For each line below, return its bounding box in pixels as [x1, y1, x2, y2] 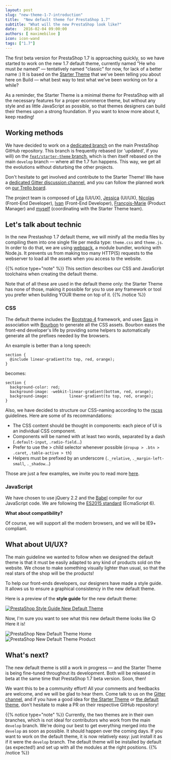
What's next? [5, 651, 49, 660]
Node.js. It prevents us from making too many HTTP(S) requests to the [5, 250, 153, 256]
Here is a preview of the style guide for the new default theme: [5, 595, 137, 601]
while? [5, 82, 19, 88]
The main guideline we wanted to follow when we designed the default [5, 554, 154, 560]
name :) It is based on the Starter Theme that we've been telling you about [5, 71, 161, 77]
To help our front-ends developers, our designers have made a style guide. [5, 580, 163, 586]
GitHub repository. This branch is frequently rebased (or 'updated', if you [5, 147, 158, 154]
